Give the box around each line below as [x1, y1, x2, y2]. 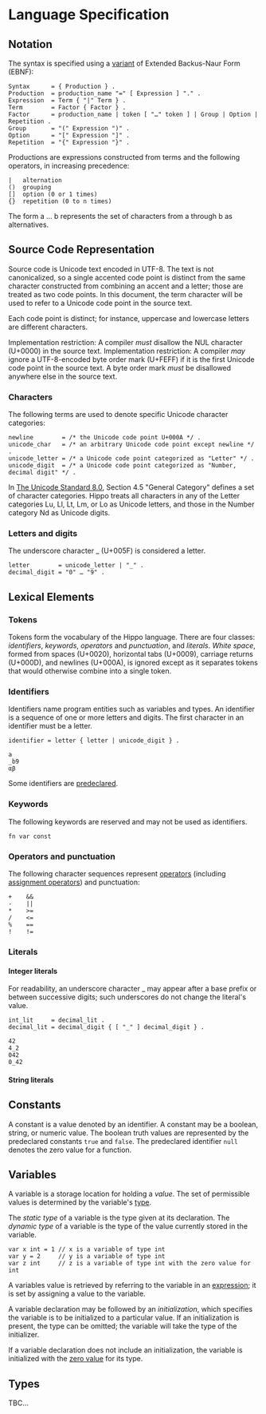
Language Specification [8, 6, 170, 24]
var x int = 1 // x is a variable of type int [8, 1245, 166, 1253]
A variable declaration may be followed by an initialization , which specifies [8, 1305, 253, 1314]
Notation [8, 38, 53, 51]
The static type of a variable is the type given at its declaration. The [8, 1213, 230, 1223]
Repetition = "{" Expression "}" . [8, 138, 130, 146]
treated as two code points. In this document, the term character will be [8, 289, 243, 299]
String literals [8, 1074, 54, 1084]
